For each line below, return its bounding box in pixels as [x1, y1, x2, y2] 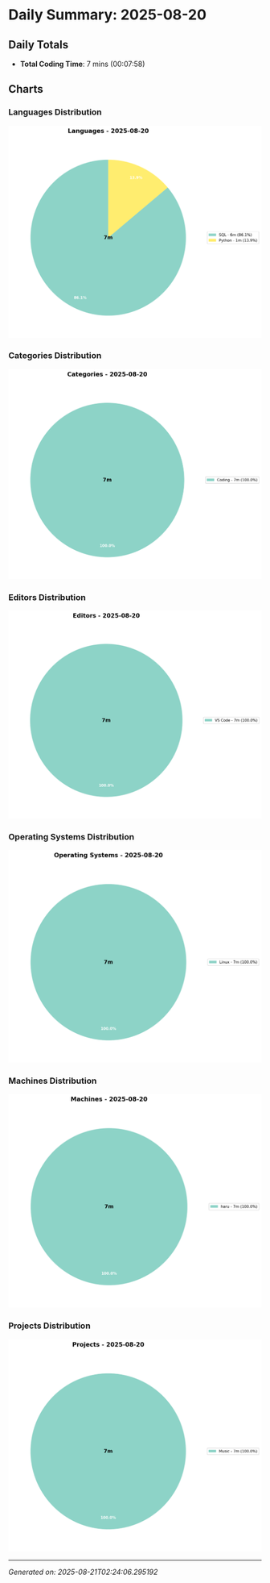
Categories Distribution [8, 350, 102, 361]
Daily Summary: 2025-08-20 [8, 6, 207, 24]
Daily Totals [8, 38, 69, 52]
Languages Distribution [8, 106, 102, 118]
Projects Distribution [8, 1320, 91, 1331]
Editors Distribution [8, 592, 86, 602]
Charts [8, 82, 44, 96]
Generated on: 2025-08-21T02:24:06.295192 [8, 1567, 158, 1577]
